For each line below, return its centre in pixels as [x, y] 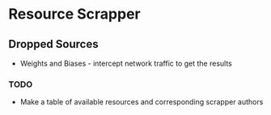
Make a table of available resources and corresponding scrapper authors [142, 102]
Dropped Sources [53, 44]
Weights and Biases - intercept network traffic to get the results [126, 63]
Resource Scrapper [74, 14]
